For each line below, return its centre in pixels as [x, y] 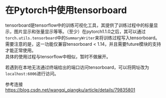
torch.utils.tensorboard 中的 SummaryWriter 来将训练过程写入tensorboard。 [82, 38]
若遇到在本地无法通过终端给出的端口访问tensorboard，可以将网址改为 [77, 67]
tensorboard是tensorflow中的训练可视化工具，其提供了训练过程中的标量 [79, 25]
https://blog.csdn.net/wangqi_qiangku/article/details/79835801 [70, 90]
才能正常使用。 [21, 50]
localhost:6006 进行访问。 [32, 73]
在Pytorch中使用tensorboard [66, 10]
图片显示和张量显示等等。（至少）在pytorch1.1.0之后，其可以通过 [80, 31]
